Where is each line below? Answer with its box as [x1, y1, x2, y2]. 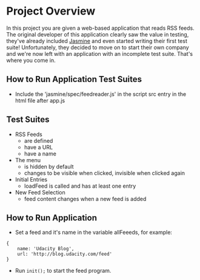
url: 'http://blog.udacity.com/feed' [17, 251, 113, 258]
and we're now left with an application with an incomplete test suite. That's [6, 50, 193, 57]
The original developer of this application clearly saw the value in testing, [6, 30, 189, 38]
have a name [24, 150, 56, 157]
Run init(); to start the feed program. [15, 267, 112, 275]
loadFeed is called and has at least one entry [24, 182, 136, 190]
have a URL [24, 143, 53, 151]
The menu [15, 156, 41, 163]
